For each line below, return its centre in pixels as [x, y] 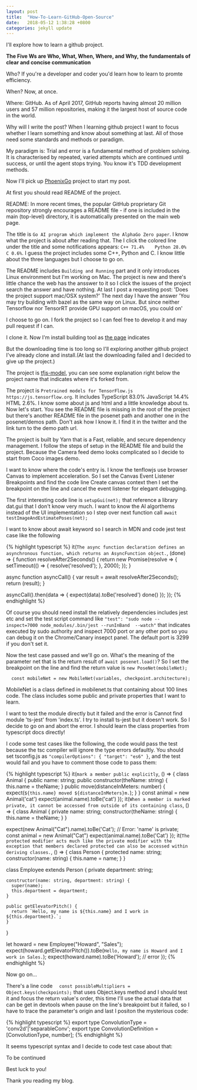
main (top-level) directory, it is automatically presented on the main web [93, 216]
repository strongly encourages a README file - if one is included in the [93, 211]
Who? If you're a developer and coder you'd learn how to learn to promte [95, 74]
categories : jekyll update [39, 28]
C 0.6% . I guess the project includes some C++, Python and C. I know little [96, 253]
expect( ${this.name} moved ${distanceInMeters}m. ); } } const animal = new [98, 793]
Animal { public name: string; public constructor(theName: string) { [87, 780]
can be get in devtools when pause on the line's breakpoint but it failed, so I [98, 1005]
